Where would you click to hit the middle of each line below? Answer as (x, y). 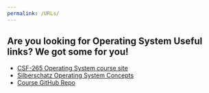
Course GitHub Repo (46, 83)
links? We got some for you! (68, 52)
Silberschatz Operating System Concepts (75, 75)
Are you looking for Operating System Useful (105, 41)
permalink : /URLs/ (33, 13)
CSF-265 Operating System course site (72, 68)
